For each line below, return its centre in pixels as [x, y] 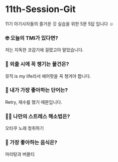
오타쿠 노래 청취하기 [24, 128]
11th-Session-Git [40, 9]
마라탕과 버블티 [20, 154]
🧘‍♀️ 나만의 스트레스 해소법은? [38, 116]
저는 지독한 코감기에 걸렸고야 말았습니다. [44, 50]
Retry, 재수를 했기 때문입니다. [34, 102]
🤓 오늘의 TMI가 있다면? [32, 38]
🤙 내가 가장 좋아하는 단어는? [37, 90]
